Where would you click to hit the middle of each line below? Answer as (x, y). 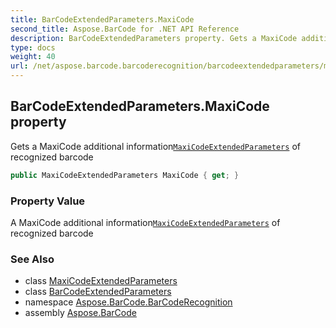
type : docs (33, 47)
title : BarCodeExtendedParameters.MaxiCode (102, 19)
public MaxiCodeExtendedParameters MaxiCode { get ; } (125, 175)
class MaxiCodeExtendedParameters (101, 281)
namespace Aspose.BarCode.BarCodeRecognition (128, 302)
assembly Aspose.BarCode (80, 313)
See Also (32, 259)
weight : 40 (33, 57)
